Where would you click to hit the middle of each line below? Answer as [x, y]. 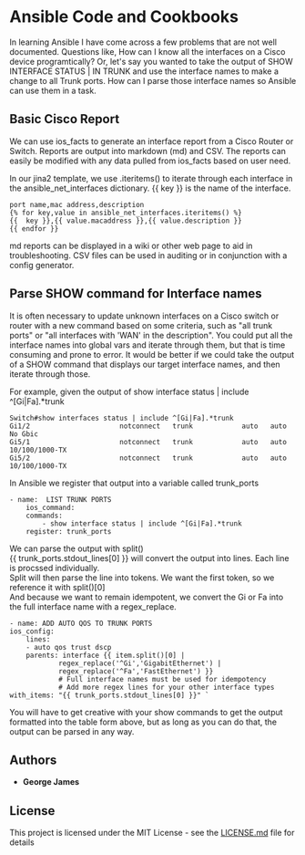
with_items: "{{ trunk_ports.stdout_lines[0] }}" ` [109, 695]
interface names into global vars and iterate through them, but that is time [147, 345]
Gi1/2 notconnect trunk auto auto [148, 426]
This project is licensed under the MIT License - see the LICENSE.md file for [152, 833]
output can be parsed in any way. [72, 731]
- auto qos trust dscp [69, 647]
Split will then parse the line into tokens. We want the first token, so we [142, 578]
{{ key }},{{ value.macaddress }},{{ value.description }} [126, 221]
